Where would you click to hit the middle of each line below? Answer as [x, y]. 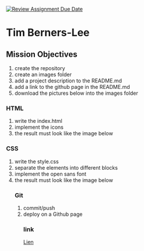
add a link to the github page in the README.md [72, 87]
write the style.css [37, 161]
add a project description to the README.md [68, 81]
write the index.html [38, 121]
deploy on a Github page [53, 214]
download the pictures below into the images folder [76, 93]
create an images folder [43, 74]
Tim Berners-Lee [48, 33]
